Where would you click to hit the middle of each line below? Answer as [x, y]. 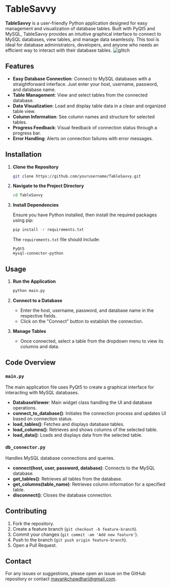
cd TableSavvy [28, 195]
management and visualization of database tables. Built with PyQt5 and [80, 28]
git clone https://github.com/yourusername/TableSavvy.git [77, 176]
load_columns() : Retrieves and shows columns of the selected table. [85, 430]
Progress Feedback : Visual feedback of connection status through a [85, 127]
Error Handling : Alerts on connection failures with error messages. [83, 138]
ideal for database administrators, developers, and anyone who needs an [82, 44]
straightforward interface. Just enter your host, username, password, [85, 84]
